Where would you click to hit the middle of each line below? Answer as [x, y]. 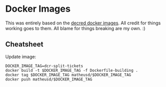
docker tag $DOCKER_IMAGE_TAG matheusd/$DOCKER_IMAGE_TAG [68, 75]
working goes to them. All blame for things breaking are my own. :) [75, 28]
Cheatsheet [24, 45]
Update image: [21, 56]
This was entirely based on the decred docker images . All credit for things [83, 23]
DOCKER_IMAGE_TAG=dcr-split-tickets [44, 66]
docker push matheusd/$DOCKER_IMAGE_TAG [49, 79]
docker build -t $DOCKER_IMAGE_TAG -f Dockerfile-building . [72, 70]
